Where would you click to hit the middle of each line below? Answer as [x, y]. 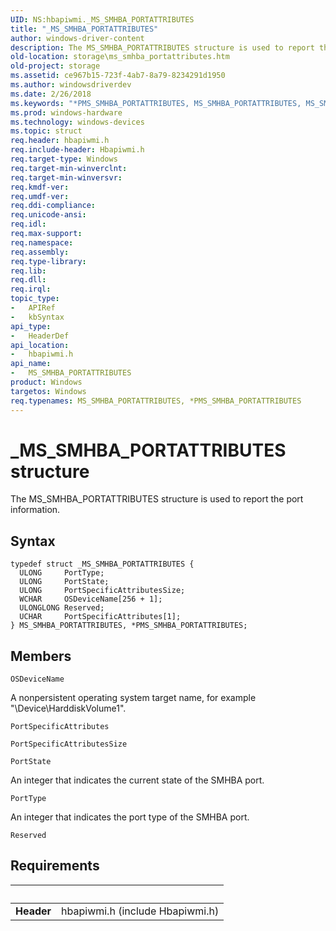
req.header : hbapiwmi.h [60, 141]
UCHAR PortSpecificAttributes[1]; [100, 617]
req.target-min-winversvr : [66, 177]
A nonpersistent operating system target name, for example [133, 698]
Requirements [55, 866]
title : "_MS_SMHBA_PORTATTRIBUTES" [84, 29]
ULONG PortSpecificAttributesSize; [102, 591]
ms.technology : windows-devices [77, 122]
